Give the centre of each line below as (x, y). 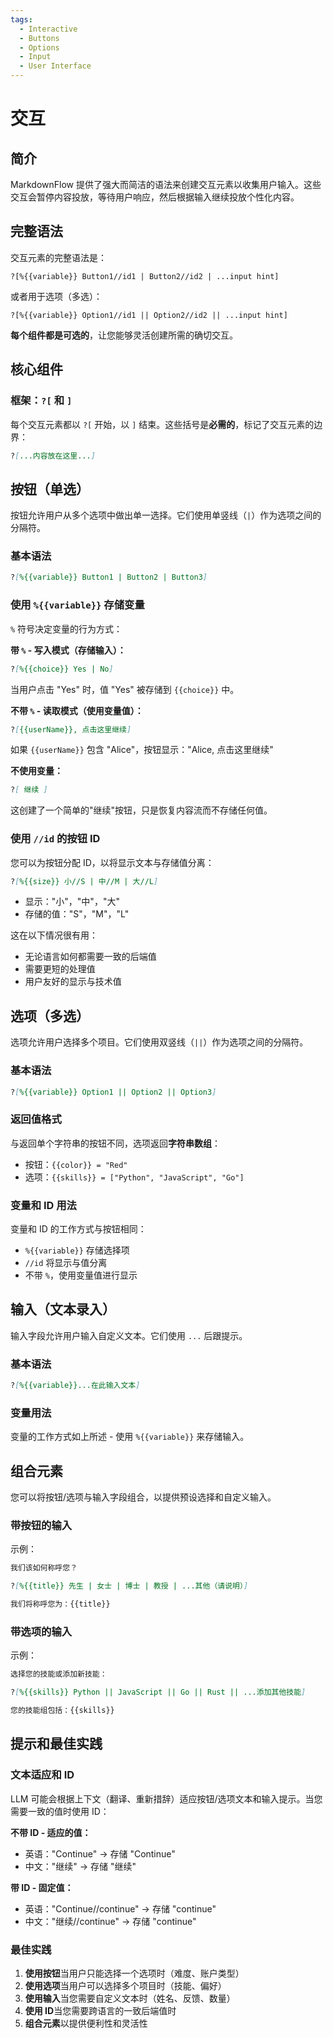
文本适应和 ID (42, 1775)
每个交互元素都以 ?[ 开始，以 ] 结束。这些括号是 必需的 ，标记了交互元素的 (162, 424)
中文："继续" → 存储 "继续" (80, 1866)
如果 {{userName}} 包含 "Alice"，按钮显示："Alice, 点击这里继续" (142, 750)
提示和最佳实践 (56, 1744)
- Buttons (39, 38)
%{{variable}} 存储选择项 (77, 1250)
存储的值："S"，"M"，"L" (77, 914)
